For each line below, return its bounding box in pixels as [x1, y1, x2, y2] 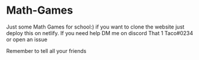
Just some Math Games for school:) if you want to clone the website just [6, 23, 185, 30]
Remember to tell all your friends [6, 47, 87, 54]
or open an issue [6, 36, 48, 43]
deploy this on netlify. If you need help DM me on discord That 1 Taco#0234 [6, 29, 194, 36]
